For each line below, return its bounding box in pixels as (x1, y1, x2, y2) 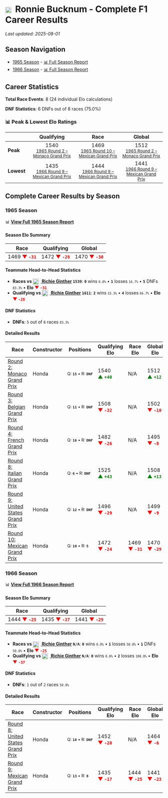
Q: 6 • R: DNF (67, 470, 91, 476)
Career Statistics (5, 83, 59, 91)
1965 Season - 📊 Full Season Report (12, 59, 88, 65)
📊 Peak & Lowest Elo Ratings (5, 119, 77, 126)
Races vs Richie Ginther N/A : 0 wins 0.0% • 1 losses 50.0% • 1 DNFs (12, 641, 156, 647)
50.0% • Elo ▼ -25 (12, 647, 47, 653)
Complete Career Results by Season (5, 192, 120, 201)
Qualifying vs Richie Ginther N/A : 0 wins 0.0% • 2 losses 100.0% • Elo (12, 652, 158, 659)
